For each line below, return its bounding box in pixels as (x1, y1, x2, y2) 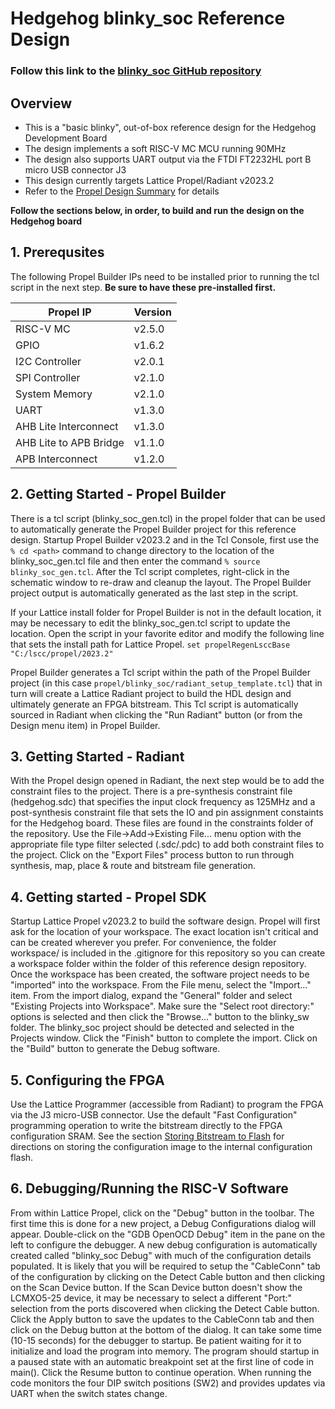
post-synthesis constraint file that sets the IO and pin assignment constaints (10, 807, 324, 819)
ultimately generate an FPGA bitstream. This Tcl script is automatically (10, 698, 299, 710)
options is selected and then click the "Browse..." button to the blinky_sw (10, 1011, 310, 1023)
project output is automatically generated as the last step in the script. (10, 587, 299, 599)
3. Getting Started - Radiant (10, 748, 185, 765)
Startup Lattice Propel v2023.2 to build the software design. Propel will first (10, 915, 321, 927)
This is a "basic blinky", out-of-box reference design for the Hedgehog (24, 121, 317, 133)
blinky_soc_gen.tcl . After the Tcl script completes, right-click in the (10, 565, 290, 577)
